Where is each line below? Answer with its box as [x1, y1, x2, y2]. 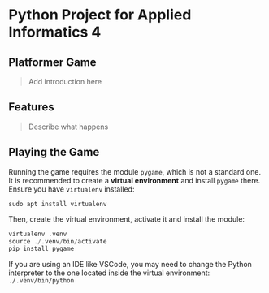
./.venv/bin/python [8, 277, 75, 285]
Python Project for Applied [8, 6, 192, 24]
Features [8, 100, 54, 114]
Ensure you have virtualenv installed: [8, 184, 135, 194]
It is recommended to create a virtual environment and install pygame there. [8, 175, 261, 185]
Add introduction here [28, 77, 102, 86]
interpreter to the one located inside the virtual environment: [8, 268, 210, 278]
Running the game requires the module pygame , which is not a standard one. [8, 166, 262, 176]
